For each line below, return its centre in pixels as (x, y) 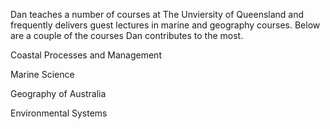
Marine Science (42, 74)
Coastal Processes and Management (86, 55)
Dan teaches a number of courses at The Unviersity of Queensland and (157, 14)
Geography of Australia (58, 93)
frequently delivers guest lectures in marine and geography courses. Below (165, 25)
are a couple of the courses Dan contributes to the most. (127, 35)
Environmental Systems (59, 113)
